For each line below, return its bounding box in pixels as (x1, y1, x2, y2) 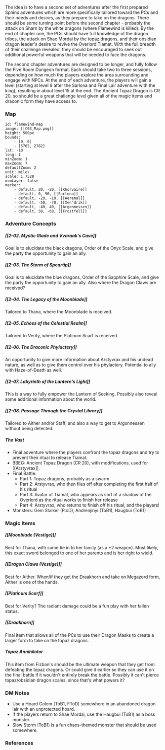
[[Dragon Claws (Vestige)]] (5, 561, 62, 567)
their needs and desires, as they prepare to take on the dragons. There (5, 15, 149, 20)
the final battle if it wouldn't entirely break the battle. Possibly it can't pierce (5, 672, 159, 677)
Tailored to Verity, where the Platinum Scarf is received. (5, 333, 119, 339)
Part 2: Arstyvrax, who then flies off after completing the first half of (19, 481, 158, 487)
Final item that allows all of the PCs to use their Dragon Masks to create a (5, 632, 154, 638)
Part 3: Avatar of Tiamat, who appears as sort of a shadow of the (19, 491, 152, 497)
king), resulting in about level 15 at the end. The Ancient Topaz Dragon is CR (5, 88, 160, 93)
